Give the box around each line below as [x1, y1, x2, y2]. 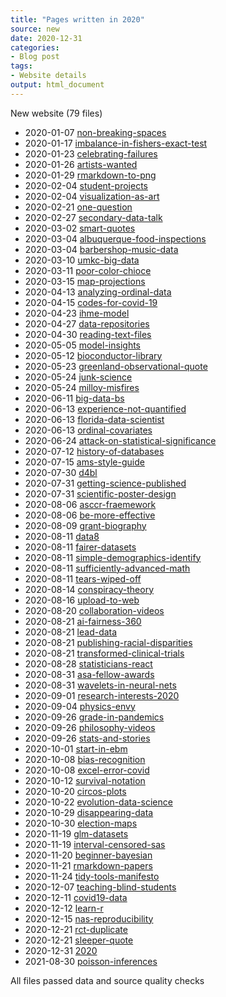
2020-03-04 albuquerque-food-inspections [24, 232, 207, 245]
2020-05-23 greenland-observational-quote [24, 360, 208, 372]
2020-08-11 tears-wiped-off [24, 572, 142, 585]
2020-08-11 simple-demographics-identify [24, 551, 202, 563]
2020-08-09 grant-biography [24, 519, 147, 531]
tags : [10, 61, 33, 71]
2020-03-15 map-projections [24, 275, 146, 287]
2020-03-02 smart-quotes [24, 222, 136, 234]
